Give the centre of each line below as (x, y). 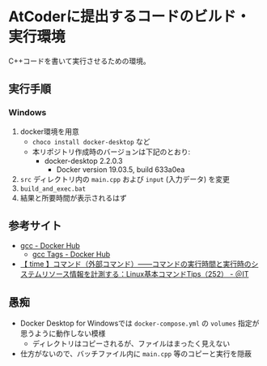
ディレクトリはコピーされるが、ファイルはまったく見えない (131, 344)
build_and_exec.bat (53, 189)
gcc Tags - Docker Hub (71, 254)
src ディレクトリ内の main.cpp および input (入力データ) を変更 (125, 179)
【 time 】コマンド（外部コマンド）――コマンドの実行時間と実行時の (136, 264)
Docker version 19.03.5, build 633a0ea (121, 169)
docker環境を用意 (49, 131)
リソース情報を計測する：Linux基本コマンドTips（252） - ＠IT (145, 274)
